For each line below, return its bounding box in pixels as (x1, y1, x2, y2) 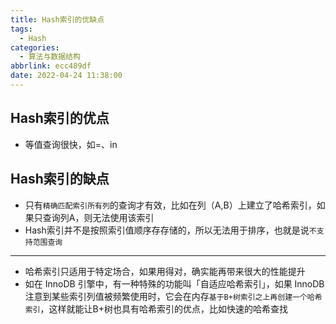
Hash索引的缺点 (10, 171, 110, 188)
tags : (10, 24, 33, 34)
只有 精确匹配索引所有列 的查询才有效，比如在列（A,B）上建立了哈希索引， (24, 199, 317, 211)
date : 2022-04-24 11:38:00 (10, 71, 123, 81)
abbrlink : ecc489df (10, 61, 92, 71)
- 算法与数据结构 (19, 52, 81, 62)
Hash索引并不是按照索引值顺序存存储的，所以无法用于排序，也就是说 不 (24, 224, 317, 236)
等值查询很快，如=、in (24, 138, 118, 150)
